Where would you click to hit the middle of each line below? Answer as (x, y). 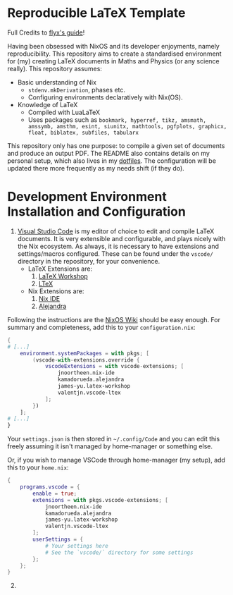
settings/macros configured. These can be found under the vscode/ (115, 253)
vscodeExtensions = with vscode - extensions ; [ (114, 367)
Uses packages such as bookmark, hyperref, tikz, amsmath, (117, 119)
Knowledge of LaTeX (48, 104)
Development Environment (87, 197)
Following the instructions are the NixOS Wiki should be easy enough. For (114, 319)
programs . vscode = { (50, 487)
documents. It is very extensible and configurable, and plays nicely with (121, 238)
